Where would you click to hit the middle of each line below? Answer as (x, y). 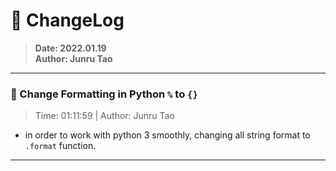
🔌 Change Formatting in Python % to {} (104, 94)
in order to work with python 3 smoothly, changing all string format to (167, 135)
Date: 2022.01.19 (70, 48)
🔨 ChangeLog (67, 20)
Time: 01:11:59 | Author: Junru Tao (104, 116)
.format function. (60, 146)
